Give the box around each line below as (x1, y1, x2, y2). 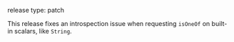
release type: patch (7, 6, 64, 14)
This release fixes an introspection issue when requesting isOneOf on (7, 20, 210, 27)
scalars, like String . (14, 27, 73, 35)
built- (211, 20, 228, 27)
